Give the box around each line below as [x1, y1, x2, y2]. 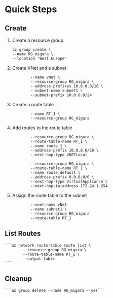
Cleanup [5, 275, 32, 283]
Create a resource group [12, 37, 64, 43]
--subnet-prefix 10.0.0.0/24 [30, 93, 92, 98]
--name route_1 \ [30, 143, 67, 148]
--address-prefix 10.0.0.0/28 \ [30, 148, 99, 153]
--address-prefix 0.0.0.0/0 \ [30, 174, 94, 180]
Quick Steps [5, 4, 57, 15]
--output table [23, 256, 55, 261]
